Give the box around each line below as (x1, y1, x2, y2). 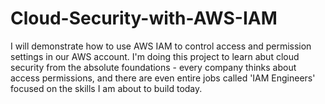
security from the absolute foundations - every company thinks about (10, 61, 297, 73)
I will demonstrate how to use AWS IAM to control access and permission (10, 40, 312, 52)
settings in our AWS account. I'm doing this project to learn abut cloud (10, 50, 300, 62)
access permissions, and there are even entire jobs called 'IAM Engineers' (10, 72, 316, 84)
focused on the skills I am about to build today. (10, 82, 203, 94)
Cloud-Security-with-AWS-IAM (10, 7, 278, 30)
